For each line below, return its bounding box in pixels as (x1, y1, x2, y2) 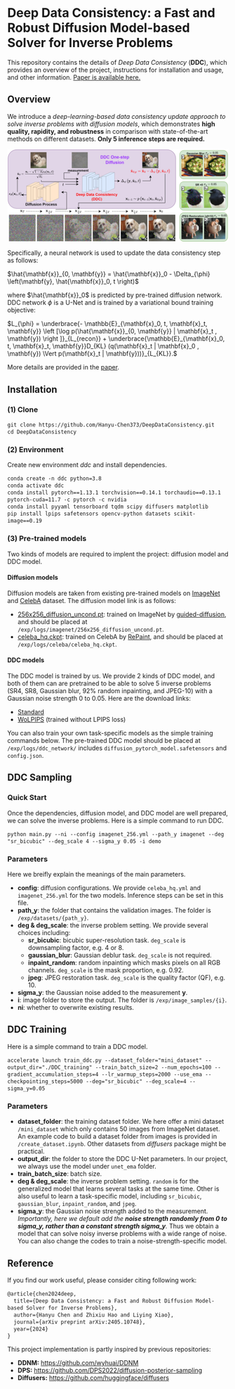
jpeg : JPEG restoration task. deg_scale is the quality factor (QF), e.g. (27, 973, 226, 982)
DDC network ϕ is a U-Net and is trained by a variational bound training (7, 298, 214, 307)
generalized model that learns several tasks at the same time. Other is (17, 1184, 220, 1193)
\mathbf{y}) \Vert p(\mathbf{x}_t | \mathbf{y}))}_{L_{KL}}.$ (7, 350, 177, 358)
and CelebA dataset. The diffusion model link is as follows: (7, 596, 177, 604)
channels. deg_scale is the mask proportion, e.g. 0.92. (27, 966, 184, 975)
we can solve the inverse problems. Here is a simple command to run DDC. (7, 816, 224, 825)
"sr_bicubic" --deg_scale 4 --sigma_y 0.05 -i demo (7, 837, 161, 845)
